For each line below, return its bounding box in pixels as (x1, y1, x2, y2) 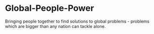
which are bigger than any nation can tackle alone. (5, 23, 106, 29)
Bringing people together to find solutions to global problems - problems (5, 18, 150, 24)
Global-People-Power (5, 3, 94, 14)
